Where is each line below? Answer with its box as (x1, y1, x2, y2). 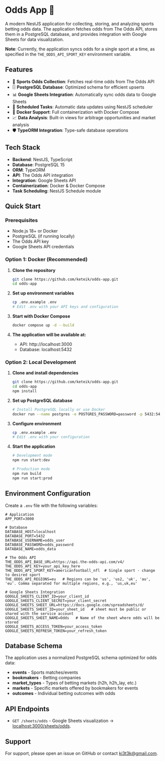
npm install (12, 389, 37, 394)
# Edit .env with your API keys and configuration (12, 304, 119, 309)
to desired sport (5, 572, 41, 577)
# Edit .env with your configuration (12, 434, 90, 440)
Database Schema (5, 641, 63, 650)
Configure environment (12, 421, 62, 427)
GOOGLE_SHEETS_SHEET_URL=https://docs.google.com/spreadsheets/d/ (5, 602, 144, 607)
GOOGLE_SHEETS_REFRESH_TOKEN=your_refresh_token (5, 628, 107, 633)
